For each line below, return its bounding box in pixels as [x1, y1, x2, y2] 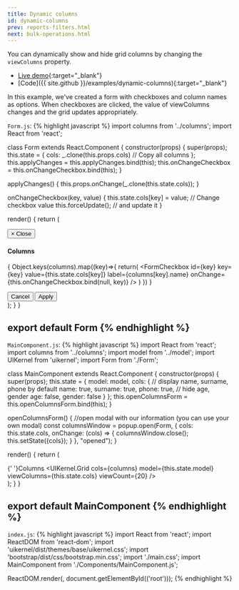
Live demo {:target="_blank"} [17, 71, 102, 80]
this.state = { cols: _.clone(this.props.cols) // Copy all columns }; [7, 151, 196, 159]
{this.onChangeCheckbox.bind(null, [7, 278, 112, 286]
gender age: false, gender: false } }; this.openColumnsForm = [7, 392, 188, 401]
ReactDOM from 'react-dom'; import [7, 538, 114, 546]
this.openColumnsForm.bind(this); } [7, 400, 112, 409]
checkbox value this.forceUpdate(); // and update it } [7, 201, 163, 210]
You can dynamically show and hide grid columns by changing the [7, 50, 203, 59]
